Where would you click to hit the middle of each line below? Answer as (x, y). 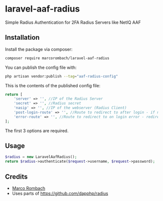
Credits (16, 177)
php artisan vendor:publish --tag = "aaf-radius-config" (62, 76)
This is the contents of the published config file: (53, 85)
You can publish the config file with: (41, 67)
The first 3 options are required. (37, 131)
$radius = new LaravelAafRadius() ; (41, 157)
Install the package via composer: (39, 49)
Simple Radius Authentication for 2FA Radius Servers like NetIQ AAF (73, 22)
